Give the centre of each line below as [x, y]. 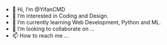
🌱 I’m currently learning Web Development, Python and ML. [87, 22]
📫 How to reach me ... [40, 36]
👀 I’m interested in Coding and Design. [60, 16]
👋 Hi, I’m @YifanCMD [39, 9]
